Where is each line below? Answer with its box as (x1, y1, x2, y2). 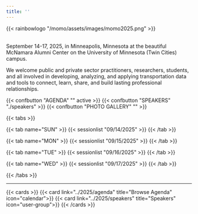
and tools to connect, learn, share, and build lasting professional (6, 79, 162, 86)
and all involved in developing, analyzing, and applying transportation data (6, 73, 187, 80)
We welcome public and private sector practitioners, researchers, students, (6, 66, 189, 74)
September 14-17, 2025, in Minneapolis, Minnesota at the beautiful (6, 42, 167, 50)
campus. (6, 55, 28, 62)
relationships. (6, 85, 39, 92)
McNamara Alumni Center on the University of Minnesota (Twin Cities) (6, 48, 177, 56)
